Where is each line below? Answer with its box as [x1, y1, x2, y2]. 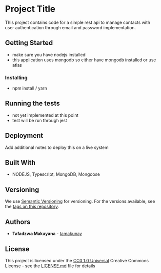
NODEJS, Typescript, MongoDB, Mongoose [12, 171, 100, 177]
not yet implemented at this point [12, 112, 79, 118]
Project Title [5, 3, 56, 15]
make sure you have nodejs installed [12, 52, 86, 57]
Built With [5, 159, 36, 167]
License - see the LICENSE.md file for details [5, 263, 96, 269]
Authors [5, 218, 31, 226]
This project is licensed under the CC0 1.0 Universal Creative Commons [5, 257, 149, 263]
